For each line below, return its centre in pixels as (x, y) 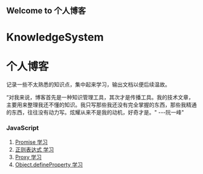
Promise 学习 (31, 142)
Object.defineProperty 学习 (49, 164)
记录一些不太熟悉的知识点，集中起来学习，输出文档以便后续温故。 (88, 84)
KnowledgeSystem (55, 37)
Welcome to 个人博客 (46, 11)
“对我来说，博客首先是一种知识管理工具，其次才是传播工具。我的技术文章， (100, 97)
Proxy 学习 (28, 157)
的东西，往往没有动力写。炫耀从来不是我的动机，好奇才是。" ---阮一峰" (95, 112)
